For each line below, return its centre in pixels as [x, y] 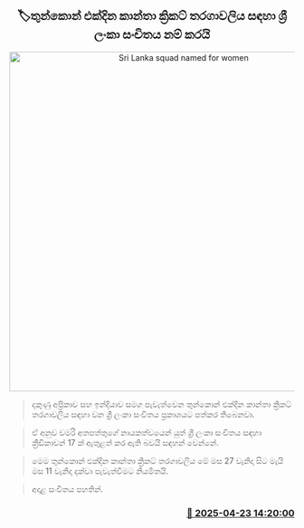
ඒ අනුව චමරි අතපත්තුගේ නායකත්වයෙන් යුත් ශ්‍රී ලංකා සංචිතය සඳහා [147, 432]
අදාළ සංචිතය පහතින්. [67, 489]
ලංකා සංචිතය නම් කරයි [152, 35]
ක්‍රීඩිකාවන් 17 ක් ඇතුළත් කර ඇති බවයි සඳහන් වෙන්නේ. [125, 442]
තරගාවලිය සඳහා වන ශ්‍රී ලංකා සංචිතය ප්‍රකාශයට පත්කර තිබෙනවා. [143, 414]
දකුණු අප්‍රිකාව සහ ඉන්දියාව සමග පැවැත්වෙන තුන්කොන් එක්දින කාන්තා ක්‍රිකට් [161, 404]
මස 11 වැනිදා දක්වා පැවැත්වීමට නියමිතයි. [100, 471]
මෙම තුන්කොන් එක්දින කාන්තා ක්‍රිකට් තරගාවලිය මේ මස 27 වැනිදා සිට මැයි [157, 460]
